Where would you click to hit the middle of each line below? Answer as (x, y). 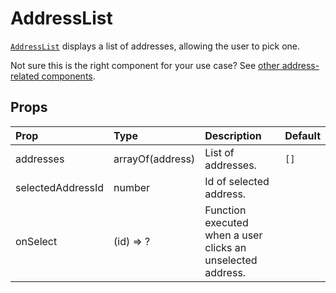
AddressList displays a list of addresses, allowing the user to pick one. (155, 46)
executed (226, 222)
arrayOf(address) (154, 159)
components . (68, 76)
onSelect (36, 241)
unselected (231, 260)
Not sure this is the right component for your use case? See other (145, 65)
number (132, 187)
